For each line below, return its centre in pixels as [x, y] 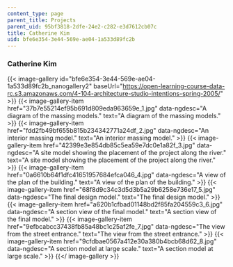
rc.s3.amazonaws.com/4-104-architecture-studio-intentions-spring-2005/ [114, 94]
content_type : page [35, 14]
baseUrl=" [108, 86]
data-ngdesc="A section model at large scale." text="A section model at [110, 249]
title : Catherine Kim [39, 33]
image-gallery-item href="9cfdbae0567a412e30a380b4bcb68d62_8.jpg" [112, 241]
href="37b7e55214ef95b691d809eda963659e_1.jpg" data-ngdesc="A [107, 108]
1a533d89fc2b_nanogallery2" [50, 86]
